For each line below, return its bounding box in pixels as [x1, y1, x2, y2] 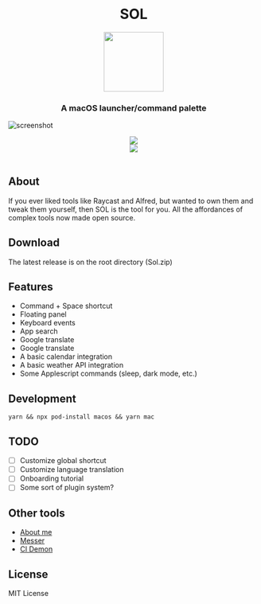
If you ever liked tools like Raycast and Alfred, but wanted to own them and [8, 196, 254, 205]
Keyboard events [19, 318, 76, 328]
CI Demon [19, 544, 53, 554]
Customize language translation [19, 465, 124, 474]
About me [19, 528, 53, 537]
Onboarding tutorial [19, 473, 84, 483]
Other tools [8, 506, 65, 520]
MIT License [8, 588, 49, 598]
